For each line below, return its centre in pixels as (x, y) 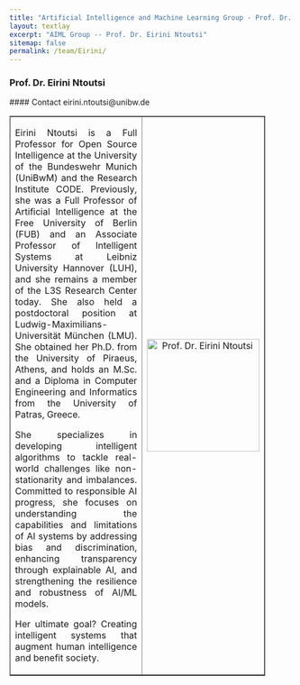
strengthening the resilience (76, 581)
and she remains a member (76, 279)
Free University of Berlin (76, 224)
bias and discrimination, (76, 548)
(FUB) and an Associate (76, 234)
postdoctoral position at (76, 314)
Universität (38, 336)
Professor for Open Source (76, 144)
